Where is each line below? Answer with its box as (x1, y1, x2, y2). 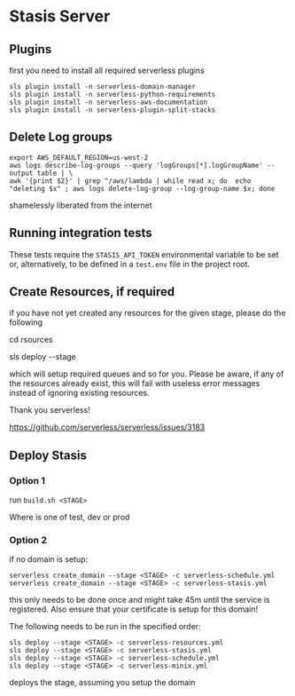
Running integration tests (9, 225, 152, 241)
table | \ (36, 169, 74, 178)
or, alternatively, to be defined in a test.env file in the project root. (9, 258, 251, 269)
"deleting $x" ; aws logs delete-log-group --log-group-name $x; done (9, 184, 276, 193)
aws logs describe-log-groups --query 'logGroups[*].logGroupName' (9, 161, 264, 170)
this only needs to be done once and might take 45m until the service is (9, 595, 270, 605)
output (9, 169, 34, 178)
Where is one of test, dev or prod (9, 512, 130, 523)
